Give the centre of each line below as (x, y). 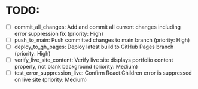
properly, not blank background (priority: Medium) (76, 67)
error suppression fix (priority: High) (59, 34)
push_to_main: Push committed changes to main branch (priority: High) (102, 40)
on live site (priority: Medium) (51, 80)
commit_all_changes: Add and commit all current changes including (97, 27)
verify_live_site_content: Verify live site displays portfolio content (94, 60)
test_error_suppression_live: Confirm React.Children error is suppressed (103, 73)
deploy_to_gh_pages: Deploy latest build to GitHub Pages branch (94, 47)
